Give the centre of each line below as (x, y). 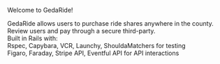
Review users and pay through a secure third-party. (81, 31)
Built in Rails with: (32, 38)
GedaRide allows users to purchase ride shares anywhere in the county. (111, 23)
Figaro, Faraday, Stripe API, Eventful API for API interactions (93, 53)
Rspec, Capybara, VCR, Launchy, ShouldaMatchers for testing (97, 46)
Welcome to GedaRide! (40, 10)
